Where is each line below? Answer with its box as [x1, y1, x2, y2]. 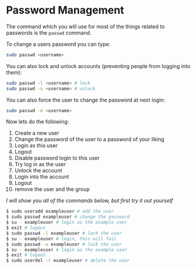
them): [6, 69, 22, 76]
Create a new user [14, 130, 60, 137]
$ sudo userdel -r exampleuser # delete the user [6, 258, 130, 264]
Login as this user [14, 142, 58, 149]
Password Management [6, 4, 124, 17]
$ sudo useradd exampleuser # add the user [6, 209, 114, 214]
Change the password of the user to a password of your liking [14, 136, 164, 143]
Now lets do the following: [6, 118, 69, 125]
